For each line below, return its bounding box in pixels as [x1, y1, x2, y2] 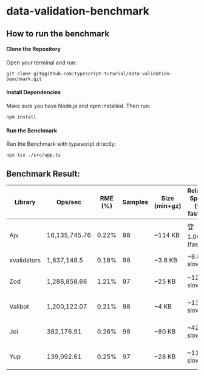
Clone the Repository [6, 46, 61, 53]
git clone [6, 70, 32, 77]
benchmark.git [6, 76, 42, 82]
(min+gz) [154, 202, 182, 210]
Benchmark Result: [6, 168, 80, 179]
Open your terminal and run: [6, 59, 77, 66]
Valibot [9, 303, 29, 310]
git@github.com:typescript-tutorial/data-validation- [33, 70, 172, 77]
